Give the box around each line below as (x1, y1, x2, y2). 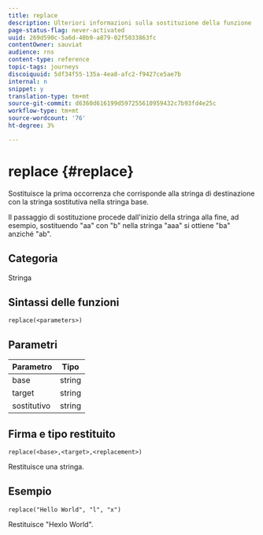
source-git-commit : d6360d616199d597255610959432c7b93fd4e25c (8, 99, 217, 107)
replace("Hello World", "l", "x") (8, 506, 122, 514)
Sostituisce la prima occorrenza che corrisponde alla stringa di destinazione (8, 189, 255, 198)
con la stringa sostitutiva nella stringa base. (8, 196, 150, 206)
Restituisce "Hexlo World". (8, 519, 94, 529)
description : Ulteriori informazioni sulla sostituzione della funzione (8, 19, 252, 27)
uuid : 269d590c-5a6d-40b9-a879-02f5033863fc (8, 33, 157, 42)
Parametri (8, 338, 57, 351)
